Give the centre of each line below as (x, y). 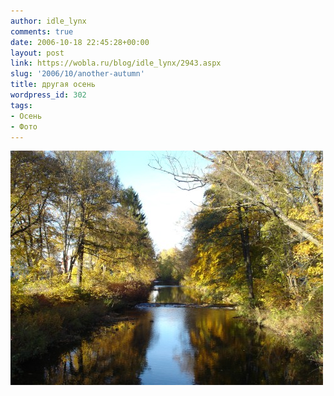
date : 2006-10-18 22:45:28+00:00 (80, 42)
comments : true (42, 31)
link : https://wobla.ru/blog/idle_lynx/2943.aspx (116, 63)
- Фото (24, 126)
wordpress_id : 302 (48, 95)
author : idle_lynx (48, 21)
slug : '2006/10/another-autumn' (77, 74)
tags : (21, 105)
